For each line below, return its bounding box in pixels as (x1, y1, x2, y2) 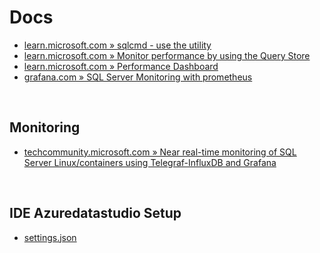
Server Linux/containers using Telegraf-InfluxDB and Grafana (23, 156, 277, 168)
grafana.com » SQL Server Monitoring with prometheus (23, 71, 253, 83)
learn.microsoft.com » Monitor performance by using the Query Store (23, 49, 311, 61)
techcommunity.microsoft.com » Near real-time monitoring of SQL (23, 146, 297, 158)
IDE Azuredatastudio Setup (9, 205, 182, 222)
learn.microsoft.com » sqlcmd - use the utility (23, 39, 212, 51)
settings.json (23, 231, 77, 243)
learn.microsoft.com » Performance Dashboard (23, 60, 219, 72)
